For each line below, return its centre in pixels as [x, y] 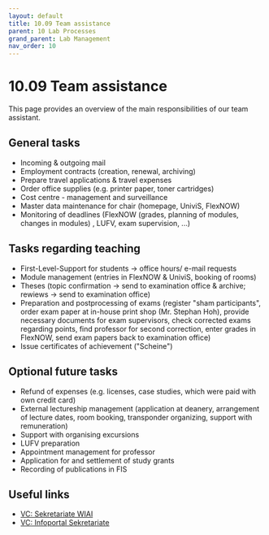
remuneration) [44, 426]
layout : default [36, 16]
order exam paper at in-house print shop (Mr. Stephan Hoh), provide [134, 311]
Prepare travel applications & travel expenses [96, 180]
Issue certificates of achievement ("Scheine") [96, 346]
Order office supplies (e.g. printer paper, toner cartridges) [117, 189]
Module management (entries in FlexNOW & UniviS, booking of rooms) [138, 276]
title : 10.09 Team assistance [60, 24]
